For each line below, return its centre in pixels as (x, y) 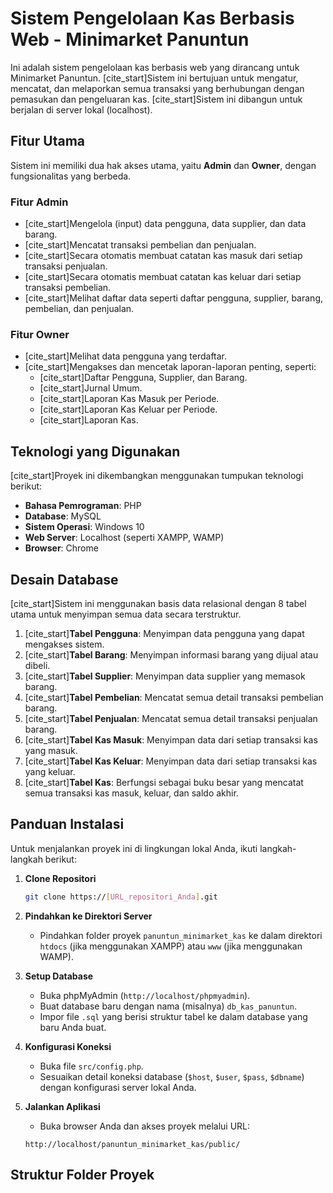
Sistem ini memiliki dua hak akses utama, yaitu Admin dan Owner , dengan (163, 165)
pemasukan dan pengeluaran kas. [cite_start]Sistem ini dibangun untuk (156, 99)
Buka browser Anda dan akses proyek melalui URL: (145, 1126)
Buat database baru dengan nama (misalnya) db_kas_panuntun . (168, 1006)
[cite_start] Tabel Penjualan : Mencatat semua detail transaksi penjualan (171, 718)
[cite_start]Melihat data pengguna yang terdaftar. (126, 356)
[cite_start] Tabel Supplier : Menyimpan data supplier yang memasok (165, 676)
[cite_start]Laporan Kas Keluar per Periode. (128, 409)
